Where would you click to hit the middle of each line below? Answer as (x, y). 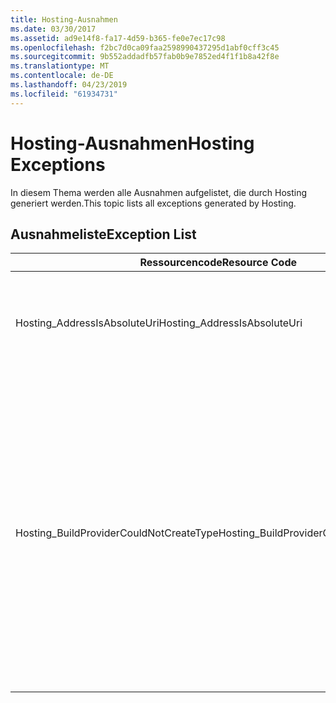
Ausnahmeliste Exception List (103, 234)
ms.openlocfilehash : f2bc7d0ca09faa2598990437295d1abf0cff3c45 (145, 47)
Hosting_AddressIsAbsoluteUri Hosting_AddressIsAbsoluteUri (159, 323)
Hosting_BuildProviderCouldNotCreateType (117, 533)
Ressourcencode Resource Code (218, 263)
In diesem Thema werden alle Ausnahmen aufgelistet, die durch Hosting (159, 192)
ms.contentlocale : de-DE (62, 76)
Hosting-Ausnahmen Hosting (132, 143)
